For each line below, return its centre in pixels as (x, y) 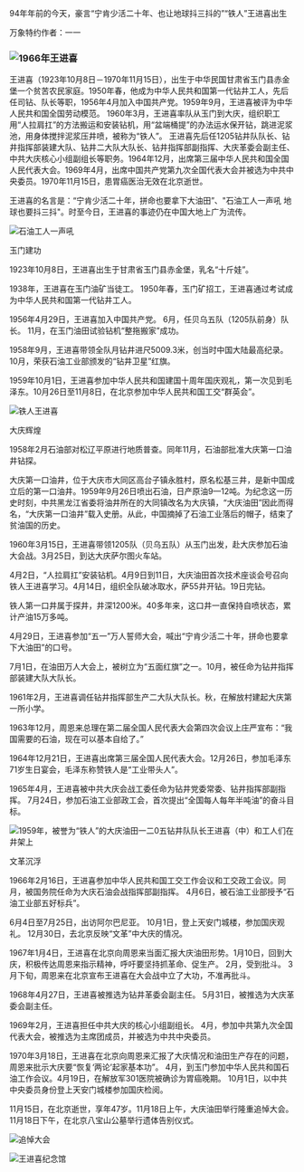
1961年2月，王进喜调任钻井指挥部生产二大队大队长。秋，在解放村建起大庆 (147, 697)
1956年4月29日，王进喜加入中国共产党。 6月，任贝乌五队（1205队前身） (145, 319)
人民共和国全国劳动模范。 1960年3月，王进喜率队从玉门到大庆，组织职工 (145, 114)
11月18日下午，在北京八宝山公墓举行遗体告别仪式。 (104, 1120)
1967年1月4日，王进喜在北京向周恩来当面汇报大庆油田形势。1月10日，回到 (147, 953)
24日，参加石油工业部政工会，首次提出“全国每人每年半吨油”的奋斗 (163, 800)
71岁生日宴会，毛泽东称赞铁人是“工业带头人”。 (96, 770)
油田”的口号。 (51, 648)
